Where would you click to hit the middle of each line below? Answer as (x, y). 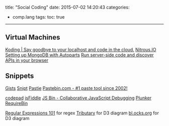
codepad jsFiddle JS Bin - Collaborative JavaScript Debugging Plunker (78, 98)
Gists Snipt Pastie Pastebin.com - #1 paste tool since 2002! (66, 88)
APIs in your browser (27, 60)
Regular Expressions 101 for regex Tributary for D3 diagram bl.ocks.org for (82, 113)
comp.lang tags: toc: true (38, 17)
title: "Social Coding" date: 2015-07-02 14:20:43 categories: (67, 7)
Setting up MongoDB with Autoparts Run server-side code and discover (80, 55)
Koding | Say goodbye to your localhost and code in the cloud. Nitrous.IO (81, 49)
